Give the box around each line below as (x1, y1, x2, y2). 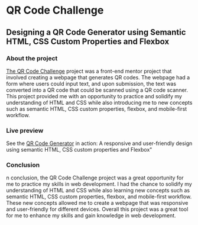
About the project (6, 54, 58, 62)
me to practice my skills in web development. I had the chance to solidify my (6, 181, 192, 188)
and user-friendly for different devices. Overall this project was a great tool (6, 205, 189, 213)
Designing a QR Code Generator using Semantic (6, 27, 186, 37)
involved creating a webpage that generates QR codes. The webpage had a (6, 73, 190, 81)
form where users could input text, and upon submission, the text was (6, 80, 176, 87)
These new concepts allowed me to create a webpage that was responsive (6, 200, 189, 207)
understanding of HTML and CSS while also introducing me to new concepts (6, 99, 193, 106)
